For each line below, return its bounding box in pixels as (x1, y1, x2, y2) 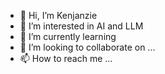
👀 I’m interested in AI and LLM (19, 20, 144, 32)
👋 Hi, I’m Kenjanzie (19, 10, 98, 21)
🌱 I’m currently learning (19, 31, 117, 42)
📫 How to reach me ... (19, 53, 113, 64)
